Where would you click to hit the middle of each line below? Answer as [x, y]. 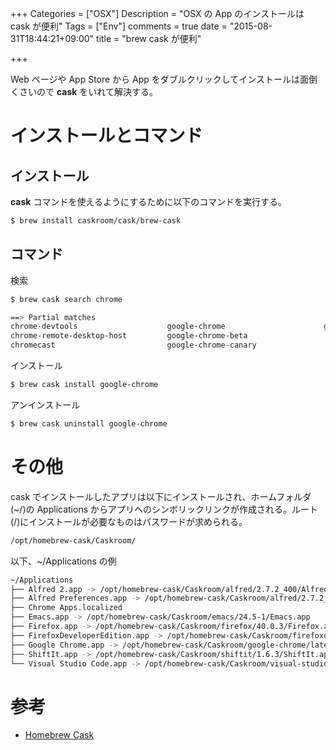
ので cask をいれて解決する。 [97, 91]
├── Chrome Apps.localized [66, 608]
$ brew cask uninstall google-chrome [89, 423]
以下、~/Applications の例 [63, 561]
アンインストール [45, 404]
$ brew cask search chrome [66, 299]
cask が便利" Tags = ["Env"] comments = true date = [119, 26]
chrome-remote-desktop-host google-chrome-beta [129, 336]
